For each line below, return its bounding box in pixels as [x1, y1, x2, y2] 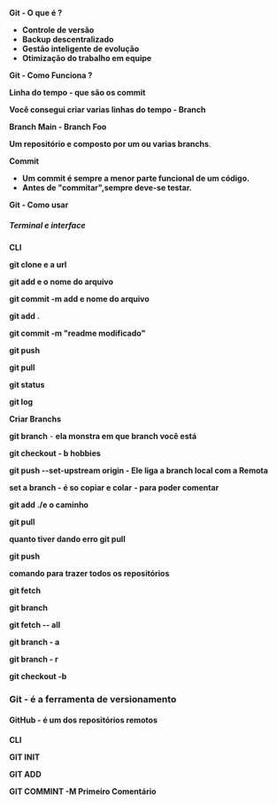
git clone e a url [9, 259, 67, 269]
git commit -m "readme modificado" [9, 328, 146, 338]
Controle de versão [21, 25, 95, 35]
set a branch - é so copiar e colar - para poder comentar [9, 482, 219, 492]
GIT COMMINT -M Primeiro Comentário [9, 786, 157, 797]
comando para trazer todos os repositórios [9, 568, 170, 578]
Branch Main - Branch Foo [9, 121, 107, 132]
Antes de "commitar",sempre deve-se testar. [21, 182, 192, 193]
